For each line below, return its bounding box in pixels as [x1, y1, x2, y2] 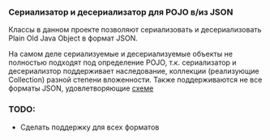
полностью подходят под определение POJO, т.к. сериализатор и [8, 57, 237, 67]
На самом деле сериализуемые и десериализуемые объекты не [8, 49, 234, 59]
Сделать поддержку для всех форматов [19, 122, 160, 132]
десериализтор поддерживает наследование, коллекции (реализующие [8, 66, 259, 76]
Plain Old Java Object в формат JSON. [8, 33, 138, 43]
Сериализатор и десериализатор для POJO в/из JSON [8, 6, 234, 18]
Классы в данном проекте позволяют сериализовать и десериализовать [8, 25, 262, 35]
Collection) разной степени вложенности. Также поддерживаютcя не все [8, 75, 263, 85]
